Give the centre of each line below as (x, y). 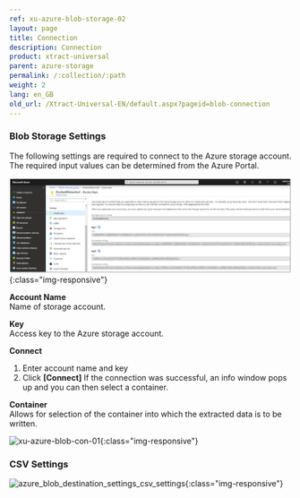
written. (23, 423)
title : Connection (43, 38)
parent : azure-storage (51, 66)
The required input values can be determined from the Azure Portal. (134, 165)
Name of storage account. (57, 306)
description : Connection (56, 47)
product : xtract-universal (60, 57)
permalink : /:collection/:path (68, 76)
